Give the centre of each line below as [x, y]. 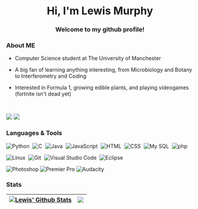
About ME [21, 46]
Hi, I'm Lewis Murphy [100, 11]
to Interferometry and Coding [51, 76]
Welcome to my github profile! [100, 30]
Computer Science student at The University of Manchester [88, 58]
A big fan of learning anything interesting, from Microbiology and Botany [103, 70]
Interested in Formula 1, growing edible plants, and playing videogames [102, 88]
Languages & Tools [34, 133]
